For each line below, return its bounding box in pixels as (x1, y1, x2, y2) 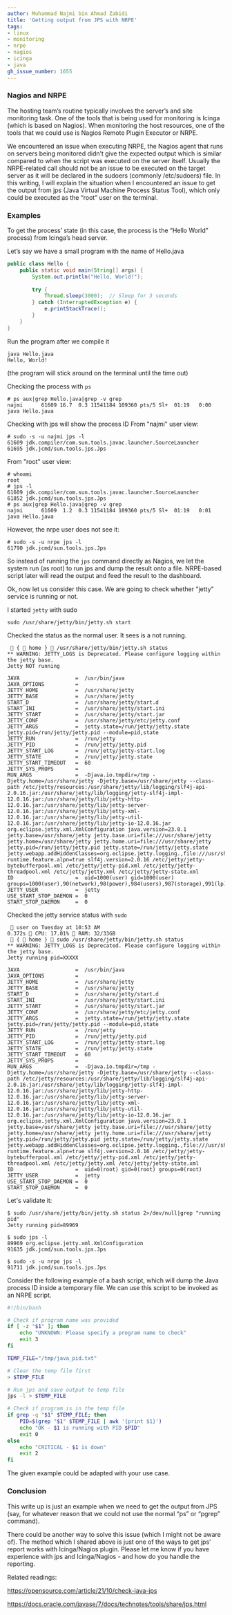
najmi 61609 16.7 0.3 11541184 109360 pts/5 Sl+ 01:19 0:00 (7, 402, 212, 409)
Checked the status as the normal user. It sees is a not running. (7, 631, 187, 640)
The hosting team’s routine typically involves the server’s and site (7, 106, 193, 115)
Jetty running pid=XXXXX (7, 954, 79, 961)
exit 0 (19, 1430, 39, 1438)
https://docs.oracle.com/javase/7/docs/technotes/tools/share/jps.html (7, 1600, 207, 1608)
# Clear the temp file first (7, 1367, 91, 1374)
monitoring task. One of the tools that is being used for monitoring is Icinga (7, 113, 220, 122)
